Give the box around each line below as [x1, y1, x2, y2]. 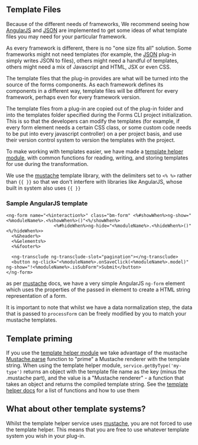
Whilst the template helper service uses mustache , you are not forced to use [6, 420, 193, 427]
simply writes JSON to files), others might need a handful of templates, [6, 57, 179, 64]
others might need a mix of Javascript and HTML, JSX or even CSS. [6, 63, 171, 70]
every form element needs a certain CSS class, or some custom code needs [6, 124, 191, 131]
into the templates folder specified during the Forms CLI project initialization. [6, 111, 193, 118]
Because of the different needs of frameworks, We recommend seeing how [6, 20, 190, 27]
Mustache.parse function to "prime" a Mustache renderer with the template [6, 355, 190, 362]
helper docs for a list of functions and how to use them [6, 386, 140, 394]
